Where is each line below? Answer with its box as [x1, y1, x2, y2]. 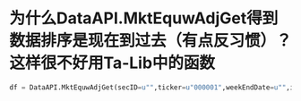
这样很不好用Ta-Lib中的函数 [9, 53, 216, 73]
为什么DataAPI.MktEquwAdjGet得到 [9, 8, 279, 29]
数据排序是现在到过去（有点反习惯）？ [9, 30, 293, 51]
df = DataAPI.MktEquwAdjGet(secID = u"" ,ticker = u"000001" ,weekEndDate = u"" [9, 82, 287, 92]
